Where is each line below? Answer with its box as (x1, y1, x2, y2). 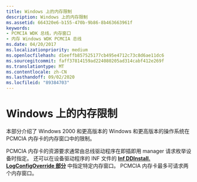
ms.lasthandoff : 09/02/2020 (6, 74, 75, 80)
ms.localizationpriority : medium (6, 47, 88, 53)
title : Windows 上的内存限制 (6, 8, 72, 15)
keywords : (6, 25, 31, 31)
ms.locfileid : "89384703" (6, 80, 69, 86)
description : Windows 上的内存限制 (6, 14, 88, 20)
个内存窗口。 (6, 169, 37, 177)
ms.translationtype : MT (6, 63, 65, 70)
